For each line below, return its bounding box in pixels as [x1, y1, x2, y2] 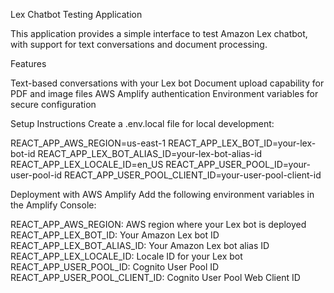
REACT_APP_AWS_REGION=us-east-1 [10, 137, 167, 149]
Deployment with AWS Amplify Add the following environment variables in [10, 189, 315, 200]
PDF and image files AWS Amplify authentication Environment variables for [10, 88, 319, 99]
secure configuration [10, 99, 97, 110]
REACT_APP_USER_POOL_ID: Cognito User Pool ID [10, 261, 220, 273]
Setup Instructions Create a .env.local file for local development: [10, 118, 275, 129]
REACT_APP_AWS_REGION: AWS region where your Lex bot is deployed [10, 219, 307, 230]
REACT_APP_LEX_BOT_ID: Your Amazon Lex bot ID [10, 229, 220, 241]
